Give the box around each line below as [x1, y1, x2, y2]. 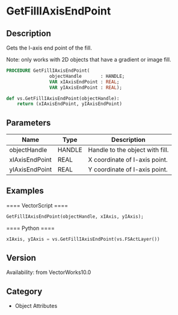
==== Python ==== [6, 224, 55, 232]
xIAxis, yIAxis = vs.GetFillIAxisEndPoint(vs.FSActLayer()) [6, 236, 161, 242]
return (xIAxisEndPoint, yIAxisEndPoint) [17, 101, 122, 107]
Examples [6, 186, 44, 196]
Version [6, 253, 36, 263]
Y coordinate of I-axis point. [88, 165, 168, 174]
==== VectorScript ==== [6, 202, 69, 209]
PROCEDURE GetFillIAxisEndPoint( [6, 68, 90, 74]
